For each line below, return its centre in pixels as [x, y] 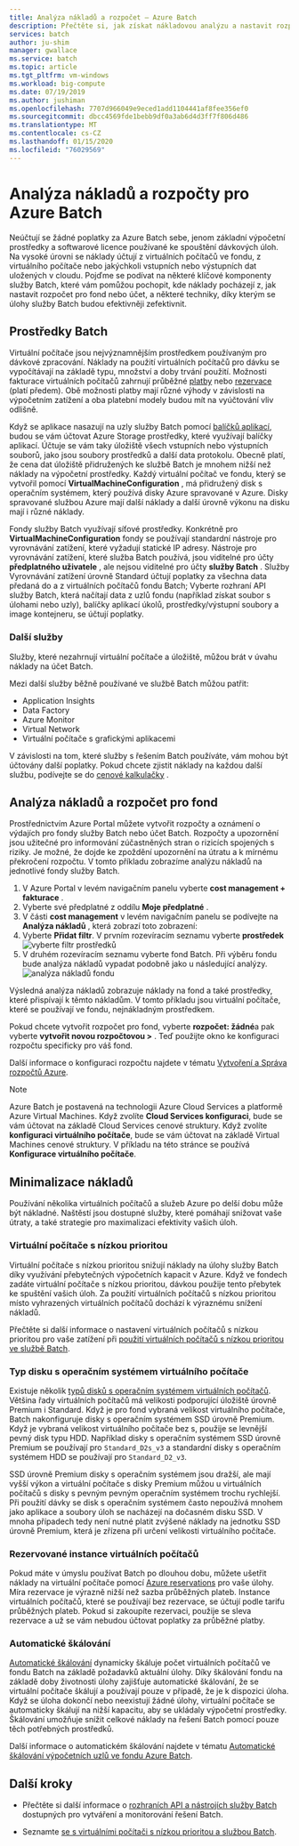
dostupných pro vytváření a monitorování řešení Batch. [123, 1815]
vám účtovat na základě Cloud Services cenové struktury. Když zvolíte [138, 1125]
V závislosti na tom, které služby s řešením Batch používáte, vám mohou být [149, 755]
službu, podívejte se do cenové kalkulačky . [89, 774]
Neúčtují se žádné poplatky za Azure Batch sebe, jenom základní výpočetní [147, 238]
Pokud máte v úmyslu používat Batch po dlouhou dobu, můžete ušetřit [138, 1573]
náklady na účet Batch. [51, 666]
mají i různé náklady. [47, 512]
